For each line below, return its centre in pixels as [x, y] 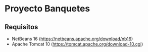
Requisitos [21, 27]
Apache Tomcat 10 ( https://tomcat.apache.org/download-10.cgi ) [77, 44]
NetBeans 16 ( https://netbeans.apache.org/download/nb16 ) [72, 39]
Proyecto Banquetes [47, 9]
